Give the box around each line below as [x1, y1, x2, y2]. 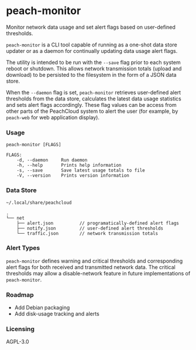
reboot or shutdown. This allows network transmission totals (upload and [6, 65, 182, 72]
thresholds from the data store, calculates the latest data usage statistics [6, 95, 181, 102]
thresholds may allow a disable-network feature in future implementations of [6, 270, 191, 277]
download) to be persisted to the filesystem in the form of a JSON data [6, 71, 177, 78]
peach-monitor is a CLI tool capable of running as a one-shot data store [6, 41, 177, 48]
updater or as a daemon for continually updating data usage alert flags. [6, 47, 178, 54]
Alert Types [6, 244, 40, 252]
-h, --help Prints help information [16, 163, 122, 169]
